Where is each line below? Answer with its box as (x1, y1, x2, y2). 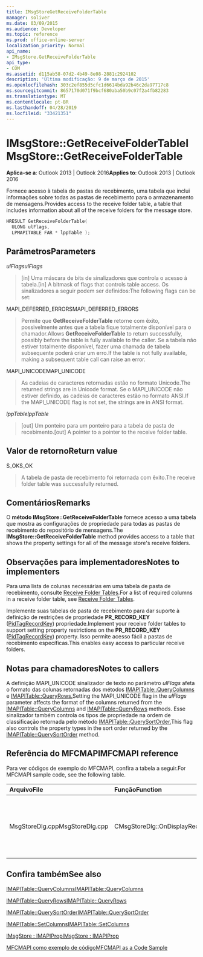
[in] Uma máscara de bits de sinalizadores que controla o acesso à (21, 274, 187, 282)
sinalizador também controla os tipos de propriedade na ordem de (6, 712, 171, 718)
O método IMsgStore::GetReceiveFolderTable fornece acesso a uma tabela (6, 514, 196, 521)
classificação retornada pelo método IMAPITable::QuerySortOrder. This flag (6, 718, 193, 725)
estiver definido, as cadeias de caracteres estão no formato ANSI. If (21, 392, 189, 399)
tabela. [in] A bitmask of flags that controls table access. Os (21, 280, 169, 288)
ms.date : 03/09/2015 (6, 20, 59, 26)
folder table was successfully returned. (21, 480, 119, 488)
